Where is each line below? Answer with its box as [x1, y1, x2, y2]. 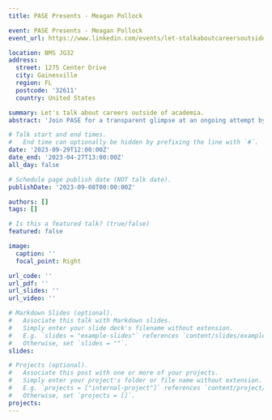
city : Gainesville [15, 71, 79, 79]
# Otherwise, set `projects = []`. [8, 391, 136, 400]
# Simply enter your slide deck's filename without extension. [8, 324, 233, 332]
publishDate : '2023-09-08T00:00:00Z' [8, 183, 136, 191]
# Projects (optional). [8, 362, 89, 370]
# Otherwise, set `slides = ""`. [8, 339, 129, 347]
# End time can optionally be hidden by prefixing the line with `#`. [8, 139, 259, 147]
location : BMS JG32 [8, 49, 74, 57]
